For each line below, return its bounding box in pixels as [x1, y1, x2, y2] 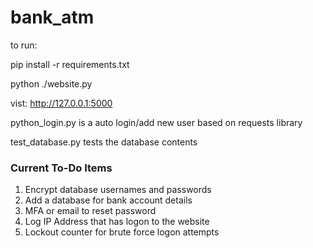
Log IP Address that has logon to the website [24, 216, 210, 228]
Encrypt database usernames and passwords [24, 184, 212, 196]
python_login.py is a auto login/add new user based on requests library [10, 116, 303, 128]
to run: [10, 39, 38, 51]
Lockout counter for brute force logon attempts [24, 226, 220, 238]
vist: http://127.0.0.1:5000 [10, 97, 113, 109]
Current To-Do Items [10, 161, 113, 175]
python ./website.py [10, 77, 93, 90]
